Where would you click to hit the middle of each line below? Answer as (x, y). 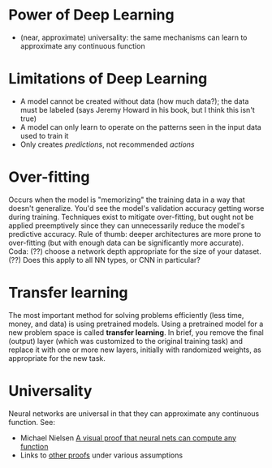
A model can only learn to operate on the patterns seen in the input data (140, 127)
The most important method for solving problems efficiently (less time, (126, 315)
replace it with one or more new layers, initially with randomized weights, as (135, 350)
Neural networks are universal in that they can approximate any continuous (134, 413)
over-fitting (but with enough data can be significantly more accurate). (126, 243)
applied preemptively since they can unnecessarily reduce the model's (127, 225)
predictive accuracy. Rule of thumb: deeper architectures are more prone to (135, 234)
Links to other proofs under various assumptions (101, 455)
